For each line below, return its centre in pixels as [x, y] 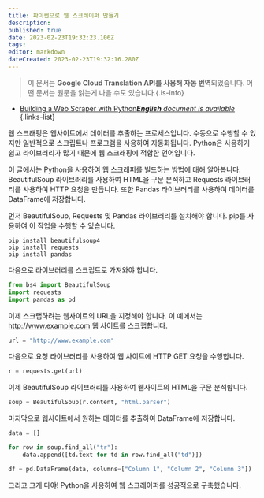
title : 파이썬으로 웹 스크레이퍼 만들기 [64, 15]
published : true [35, 30]
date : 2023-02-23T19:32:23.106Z [61, 37]
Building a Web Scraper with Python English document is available [127, 108]
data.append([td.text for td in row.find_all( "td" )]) [112, 455]
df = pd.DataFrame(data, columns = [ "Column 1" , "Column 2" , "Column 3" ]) [130, 469]
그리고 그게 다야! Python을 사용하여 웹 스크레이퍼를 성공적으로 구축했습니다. [125, 485]
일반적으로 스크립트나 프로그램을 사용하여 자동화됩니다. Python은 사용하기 [136, 143]
